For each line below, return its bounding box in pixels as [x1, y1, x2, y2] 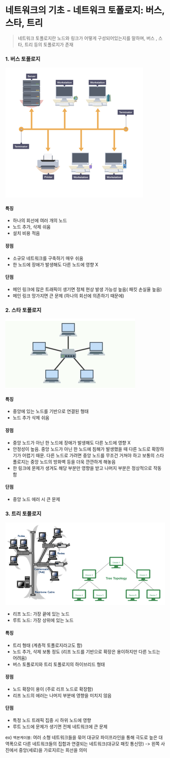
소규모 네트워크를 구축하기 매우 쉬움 [12, 255, 84, 261]
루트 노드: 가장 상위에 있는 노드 [12, 617, 74, 623]
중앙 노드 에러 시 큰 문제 [12, 496, 60, 502]
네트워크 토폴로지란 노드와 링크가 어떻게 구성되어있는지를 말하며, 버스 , [17, 35, 157, 41]
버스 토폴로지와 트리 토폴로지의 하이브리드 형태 [12, 661, 105, 667]
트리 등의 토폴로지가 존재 [24, 41, 74, 47]
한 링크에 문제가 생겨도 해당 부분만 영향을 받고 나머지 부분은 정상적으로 [12, 465, 152, 471]
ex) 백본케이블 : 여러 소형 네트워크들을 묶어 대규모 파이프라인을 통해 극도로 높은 [5, 734, 158, 740]
